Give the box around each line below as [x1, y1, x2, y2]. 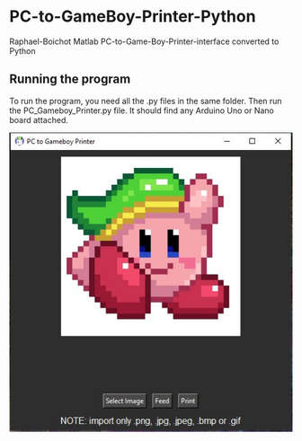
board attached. [9, 114, 69, 125]
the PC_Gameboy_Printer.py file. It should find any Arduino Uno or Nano [9, 105, 274, 116]
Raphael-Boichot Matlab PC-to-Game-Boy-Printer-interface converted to [9, 36, 280, 47]
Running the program [9, 72, 131, 87]
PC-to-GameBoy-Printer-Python [9, 6, 256, 27]
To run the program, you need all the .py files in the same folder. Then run [9, 95, 282, 106]
